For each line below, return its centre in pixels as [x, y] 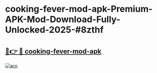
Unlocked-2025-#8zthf [54, 30]
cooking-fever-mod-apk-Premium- [79, 9]
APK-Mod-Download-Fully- [63, 19]
